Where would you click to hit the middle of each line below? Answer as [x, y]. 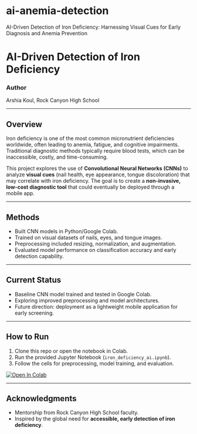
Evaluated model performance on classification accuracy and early [96, 250]
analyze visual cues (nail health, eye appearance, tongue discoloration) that [98, 175]
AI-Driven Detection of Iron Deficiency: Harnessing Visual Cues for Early [93, 27]
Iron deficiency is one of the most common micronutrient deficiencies [90, 138]
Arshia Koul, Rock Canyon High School [53, 100]
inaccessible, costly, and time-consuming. [57, 157]
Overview [24, 124]
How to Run [28, 337]
